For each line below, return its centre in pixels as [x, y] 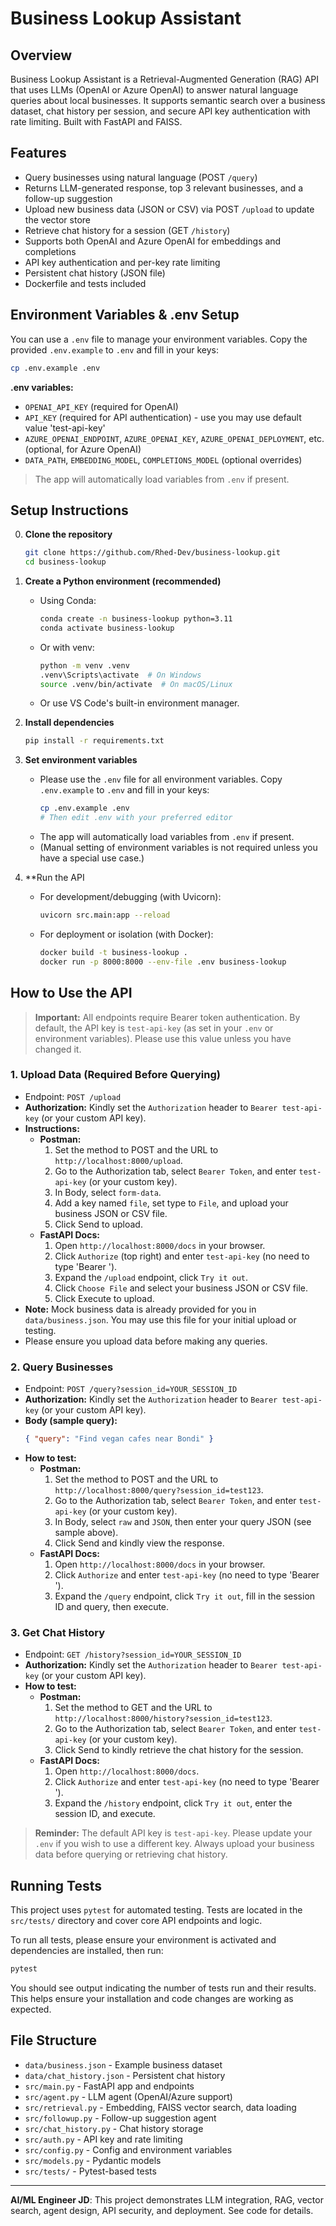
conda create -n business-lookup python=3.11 [136, 619]
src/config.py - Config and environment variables [128, 2149]
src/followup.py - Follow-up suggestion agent [120, 2118]
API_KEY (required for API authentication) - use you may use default [163, 417]
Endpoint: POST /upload [73, 1096]
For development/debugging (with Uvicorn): [130, 897]
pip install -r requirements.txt [94, 741]
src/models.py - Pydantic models [93, 2160]
